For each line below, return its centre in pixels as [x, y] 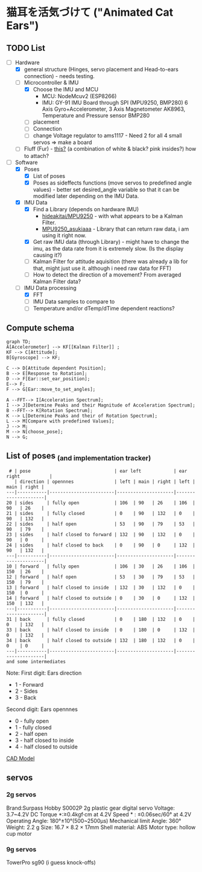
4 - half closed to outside [46, 747]
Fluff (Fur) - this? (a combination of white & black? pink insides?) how [110, 149]
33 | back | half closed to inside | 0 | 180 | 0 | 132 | [101, 630]
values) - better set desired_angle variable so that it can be [106, 189]
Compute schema [40, 328]
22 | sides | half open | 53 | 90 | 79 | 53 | [101, 524]
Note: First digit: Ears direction [44, 673]
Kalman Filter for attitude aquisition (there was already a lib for [110, 261]
